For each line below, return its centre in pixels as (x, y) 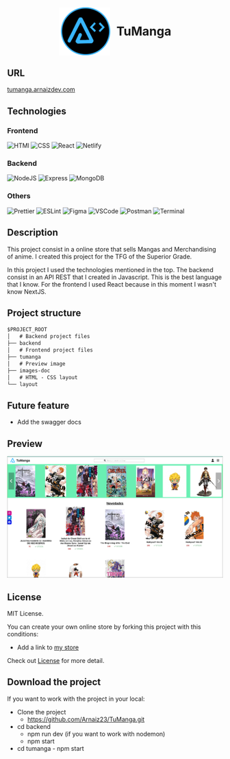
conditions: (23, 634)
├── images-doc (29, 371)
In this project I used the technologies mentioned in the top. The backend (110, 269)
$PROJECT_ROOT (27, 330)
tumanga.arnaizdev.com (41, 90)
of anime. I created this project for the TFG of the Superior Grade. (100, 256)
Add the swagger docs (49, 422)
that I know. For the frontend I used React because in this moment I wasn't (112, 284)
